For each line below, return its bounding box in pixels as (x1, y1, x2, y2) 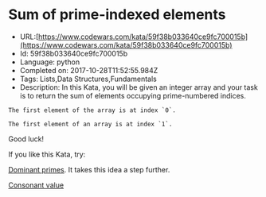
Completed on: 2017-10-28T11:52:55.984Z (19, 65, 158, 75)
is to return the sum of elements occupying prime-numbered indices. (19, 91, 247, 100)
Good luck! (8, 133, 45, 144)
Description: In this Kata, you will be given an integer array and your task (19, 82, 259, 92)
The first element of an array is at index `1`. (8, 120, 173, 128)
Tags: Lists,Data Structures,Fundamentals (19, 74, 157, 83)
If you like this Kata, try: (8, 149, 86, 159)
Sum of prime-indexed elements (8, 6, 226, 24)
